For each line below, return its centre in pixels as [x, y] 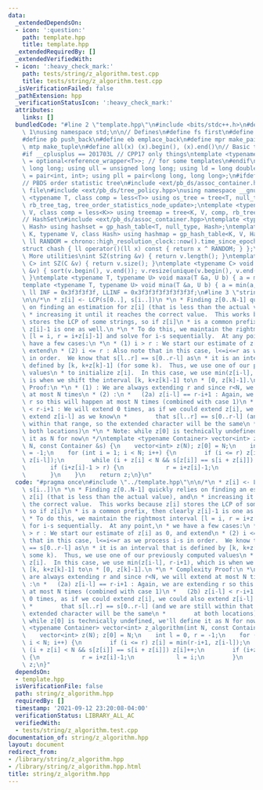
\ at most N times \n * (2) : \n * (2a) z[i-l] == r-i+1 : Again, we [138, 395]
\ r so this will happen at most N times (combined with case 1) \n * [138, 402]
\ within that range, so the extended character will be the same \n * [140, 424]
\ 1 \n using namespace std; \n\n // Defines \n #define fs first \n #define [138, 132]
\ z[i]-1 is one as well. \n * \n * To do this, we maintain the [128, 329]
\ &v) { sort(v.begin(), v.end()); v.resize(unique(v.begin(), [128, 271]
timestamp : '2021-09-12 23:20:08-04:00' [82, 708]
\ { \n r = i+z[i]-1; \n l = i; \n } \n [133, 657]
